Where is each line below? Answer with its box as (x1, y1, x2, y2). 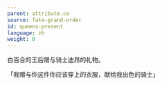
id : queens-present (7, 23, 64, 30)
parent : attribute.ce (7, 10, 70, 17)
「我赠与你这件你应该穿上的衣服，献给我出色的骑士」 (7, 70, 159, 79)
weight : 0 (7, 36, 36, 43)
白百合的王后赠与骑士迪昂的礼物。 (7, 56, 105, 64)
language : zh (7, 29, 45, 37)
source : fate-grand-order (7, 17, 82, 23)
